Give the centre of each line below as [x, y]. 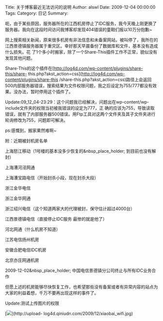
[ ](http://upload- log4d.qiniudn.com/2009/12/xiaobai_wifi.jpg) [69, 313]
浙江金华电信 [18, 188]
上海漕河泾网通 [20, 167]
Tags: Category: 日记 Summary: [37, 13]
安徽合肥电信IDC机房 [26, 250]
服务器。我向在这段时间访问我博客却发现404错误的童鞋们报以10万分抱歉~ [79, 30]
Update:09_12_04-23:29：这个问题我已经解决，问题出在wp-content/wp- [77, 102]
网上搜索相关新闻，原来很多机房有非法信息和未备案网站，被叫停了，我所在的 [81, 40]
